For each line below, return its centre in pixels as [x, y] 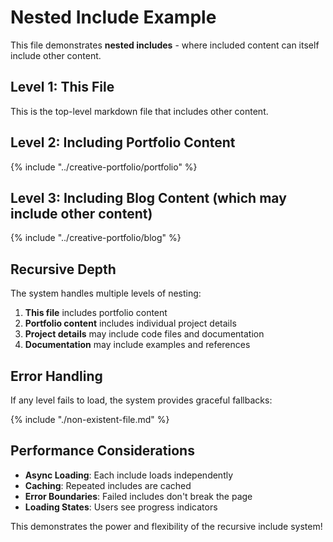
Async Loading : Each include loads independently [129, 475]
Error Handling [56, 376]
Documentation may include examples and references [137, 345]
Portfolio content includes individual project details [130, 323]
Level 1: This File [62, 87]
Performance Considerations [102, 451]
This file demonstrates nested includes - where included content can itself [165, 45]
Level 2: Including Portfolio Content [123, 142]
